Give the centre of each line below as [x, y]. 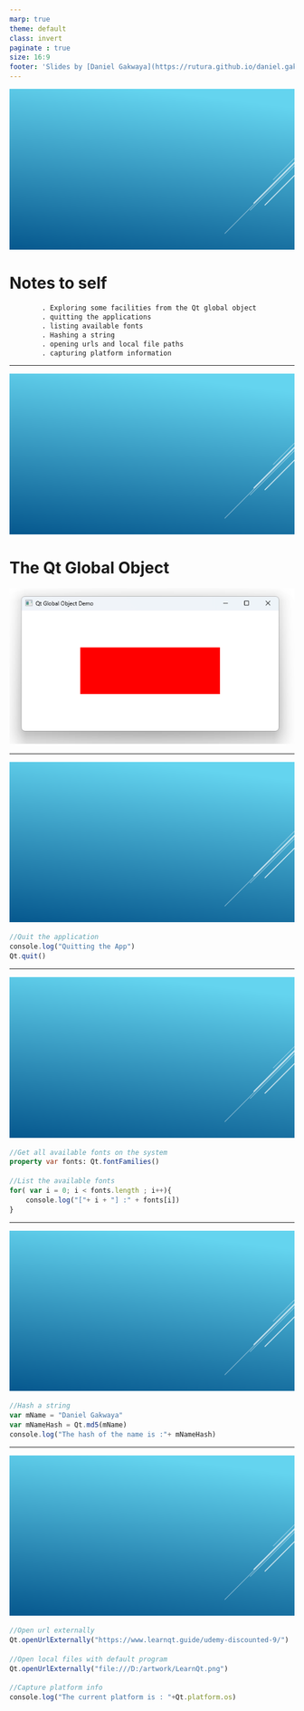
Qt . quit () [28, 956]
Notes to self [58, 283]
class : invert [36, 38]
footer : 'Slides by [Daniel [62, 67]
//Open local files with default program [89, 1659]
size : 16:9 [30, 58]
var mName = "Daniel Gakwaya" [66, 1416]
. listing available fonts [93, 326]
